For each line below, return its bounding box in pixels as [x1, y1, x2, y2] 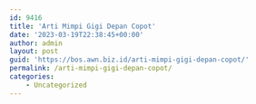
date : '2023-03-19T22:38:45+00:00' [9, 30, 144, 39]
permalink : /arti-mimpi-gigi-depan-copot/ [9, 64, 172, 73]
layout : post [9, 47, 59, 56]
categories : [9, 72, 54, 81]
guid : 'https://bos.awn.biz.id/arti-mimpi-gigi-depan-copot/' [9, 55, 250, 64]
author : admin [9, 38, 64, 48]
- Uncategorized [25, 80, 88, 90]
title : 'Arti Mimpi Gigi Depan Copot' [9, 22, 156, 31]
